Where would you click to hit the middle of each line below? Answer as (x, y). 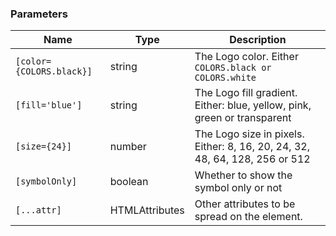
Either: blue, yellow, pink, (253, 105)
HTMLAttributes (147, 210)
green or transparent (243, 118)
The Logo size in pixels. (249, 134)
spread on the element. (248, 217)
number (128, 147)
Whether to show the (243, 175)
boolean (129, 182)
